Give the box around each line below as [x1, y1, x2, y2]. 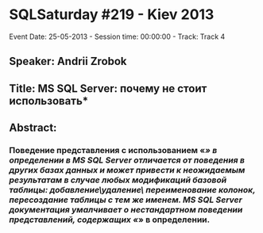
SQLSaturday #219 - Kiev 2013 [9, 6, 215, 24]
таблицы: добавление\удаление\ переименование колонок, [9, 185, 256, 196]
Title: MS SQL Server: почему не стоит [9, 82, 207, 95]
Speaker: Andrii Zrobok [9, 55, 127, 68]
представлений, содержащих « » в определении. [9, 214, 210, 225]
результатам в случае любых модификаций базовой [9, 174, 227, 185]
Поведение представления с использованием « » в [9, 145, 218, 156]
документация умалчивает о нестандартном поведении [9, 204, 243, 216]
